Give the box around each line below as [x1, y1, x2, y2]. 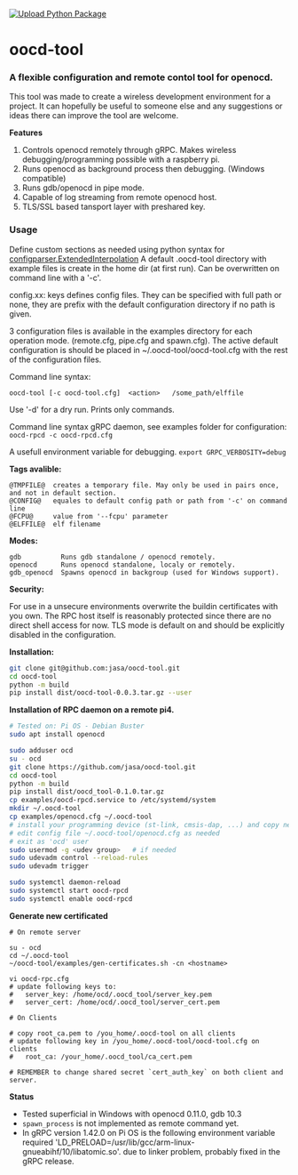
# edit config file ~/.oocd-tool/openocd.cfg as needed [9, 828, 220, 838]
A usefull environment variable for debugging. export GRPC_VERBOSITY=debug [9, 446, 286, 457]
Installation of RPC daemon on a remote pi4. [9, 704, 175, 715]
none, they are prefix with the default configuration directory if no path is [9, 299, 276, 310]
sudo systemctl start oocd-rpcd [9, 886, 129, 896]
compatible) [21, 173, 67, 184]
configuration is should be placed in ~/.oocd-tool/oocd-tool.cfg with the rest [9, 344, 288, 355]
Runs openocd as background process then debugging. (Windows [21, 164, 265, 174]
